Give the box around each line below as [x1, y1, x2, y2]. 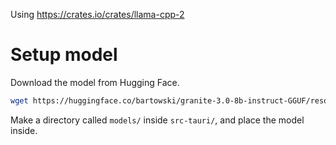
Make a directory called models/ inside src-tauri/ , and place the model [10, 114, 305, 126]
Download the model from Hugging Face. [10, 76, 180, 88]
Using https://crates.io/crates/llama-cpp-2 [10, 9, 185, 20]
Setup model [10, 44, 118, 66]
